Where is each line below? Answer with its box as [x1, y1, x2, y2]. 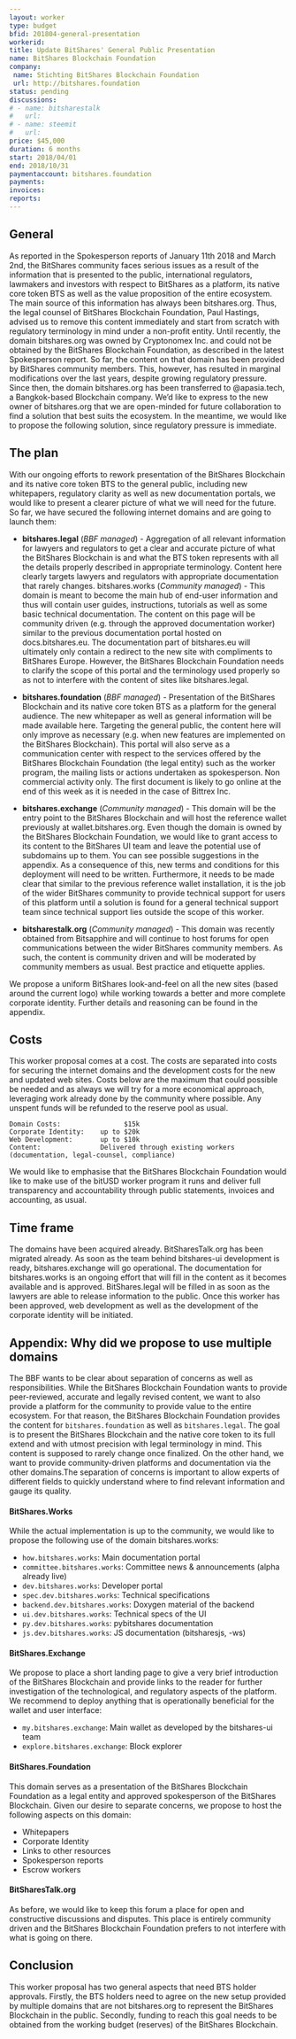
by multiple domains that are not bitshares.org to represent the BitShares [9, 2000, 274, 2011]
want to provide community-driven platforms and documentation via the [9, 1457, 271, 1468]
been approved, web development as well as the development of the [9, 1300, 259, 1311]
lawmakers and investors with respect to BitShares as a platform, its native [9, 278, 280, 289]
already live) [21, 1571, 68, 1582]
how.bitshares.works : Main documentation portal [21, 1552, 201, 1563]
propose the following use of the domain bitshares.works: [9, 1535, 219, 1546]
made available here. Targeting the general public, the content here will [21, 719, 281, 731]
